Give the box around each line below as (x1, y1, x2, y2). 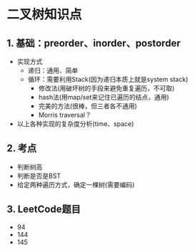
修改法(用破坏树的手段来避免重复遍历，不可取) (38, 84, 175, 93)
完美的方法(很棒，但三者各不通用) (38, 102, 137, 110)
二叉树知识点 (6, 6, 83, 23)
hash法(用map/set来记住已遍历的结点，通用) (38, 93, 169, 101)
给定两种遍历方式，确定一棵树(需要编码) (16, 180, 135, 189)
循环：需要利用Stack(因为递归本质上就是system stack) (27, 75, 189, 83)
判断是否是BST (16, 172, 61, 180)
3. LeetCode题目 (6, 204, 81, 216)
